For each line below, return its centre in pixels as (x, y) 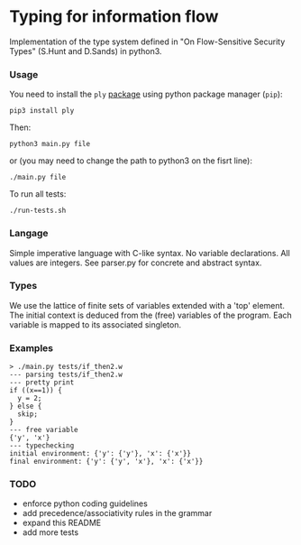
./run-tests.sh (38, 211)
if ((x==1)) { (36, 391)
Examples (32, 347)
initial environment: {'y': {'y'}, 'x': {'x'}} (100, 454)
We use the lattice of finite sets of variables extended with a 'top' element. (147, 305)
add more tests (50, 532)
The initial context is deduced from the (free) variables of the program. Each (151, 315)
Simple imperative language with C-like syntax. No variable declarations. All (150, 253)
